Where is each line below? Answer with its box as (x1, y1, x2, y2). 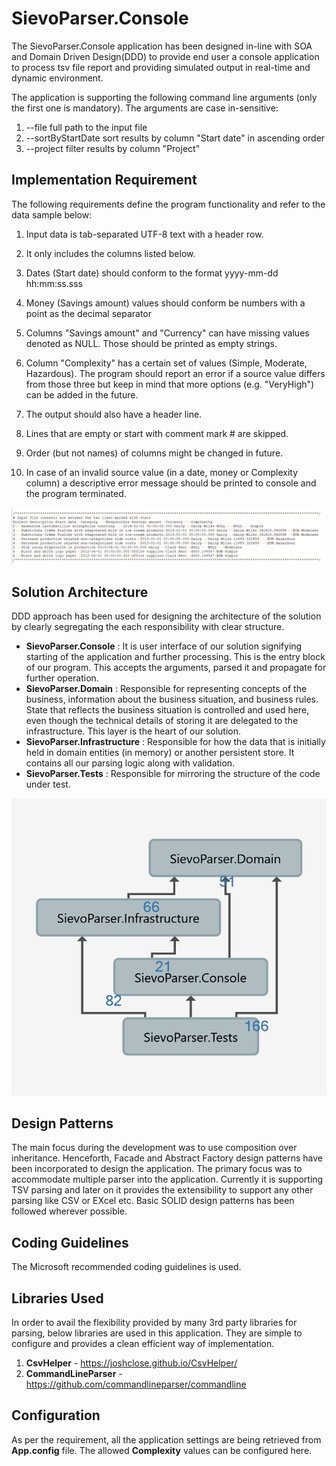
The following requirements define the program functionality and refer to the (11, 198, 326, 210)
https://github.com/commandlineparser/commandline (25, 1378, 247, 1391)
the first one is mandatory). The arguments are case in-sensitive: (11, 102, 279, 114)
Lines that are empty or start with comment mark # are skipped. (25, 427, 289, 439)
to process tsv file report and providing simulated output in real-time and (11, 61, 311, 73)
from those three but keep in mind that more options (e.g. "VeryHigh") (25, 378, 315, 390)
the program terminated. (25, 487, 127, 499)
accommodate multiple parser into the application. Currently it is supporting (11, 1173, 324, 1186)
